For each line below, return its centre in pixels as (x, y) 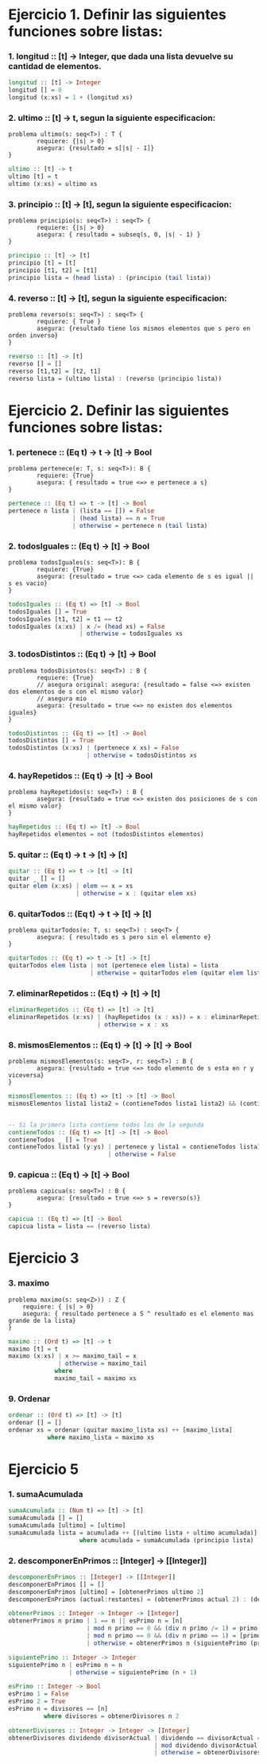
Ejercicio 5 (44, 1469)
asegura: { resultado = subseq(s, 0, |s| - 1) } (119, 235)
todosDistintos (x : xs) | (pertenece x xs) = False (94, 748)
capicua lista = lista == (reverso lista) (79, 1227)
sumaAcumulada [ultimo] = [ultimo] (67, 1526)
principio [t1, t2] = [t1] (53, 271)
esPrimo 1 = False (39, 1694)
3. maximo (29, 1283)
